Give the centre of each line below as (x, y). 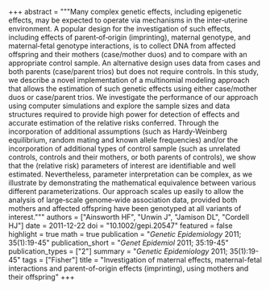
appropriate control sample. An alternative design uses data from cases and (134, 63)
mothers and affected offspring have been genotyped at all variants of (125, 208)
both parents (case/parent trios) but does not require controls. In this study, (134, 71)
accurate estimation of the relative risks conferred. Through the (114, 123)
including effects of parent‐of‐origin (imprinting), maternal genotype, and (130, 37)
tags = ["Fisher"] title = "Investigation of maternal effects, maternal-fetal (142, 260)
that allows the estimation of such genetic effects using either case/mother (133, 89)
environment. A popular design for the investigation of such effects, (120, 29)
